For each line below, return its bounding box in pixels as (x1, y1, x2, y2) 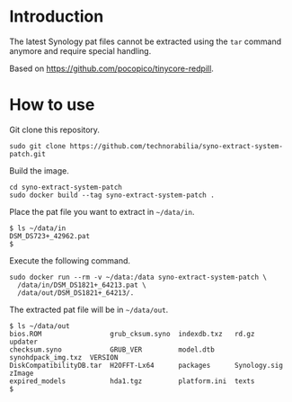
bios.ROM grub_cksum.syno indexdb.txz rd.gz (9, 329, 255, 338)
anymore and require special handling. (9, 45, 152, 56)
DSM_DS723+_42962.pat (9, 231, 91, 240)
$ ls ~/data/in (9, 223, 66, 233)
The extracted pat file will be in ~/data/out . (9, 304, 169, 315)
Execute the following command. (9, 255, 131, 266)
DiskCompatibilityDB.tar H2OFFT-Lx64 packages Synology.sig (9, 361, 283, 370)
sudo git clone (9, 141, 66, 150)
